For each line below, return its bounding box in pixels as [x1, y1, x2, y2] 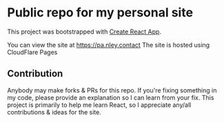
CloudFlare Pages [7, 48, 58, 56]
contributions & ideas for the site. [7, 108, 102, 116]
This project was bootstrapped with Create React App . [7, 27, 162, 36]
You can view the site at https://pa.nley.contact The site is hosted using [7, 40, 210, 49]
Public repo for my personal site [7, 5, 194, 21]
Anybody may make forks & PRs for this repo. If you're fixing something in [7, 86, 217, 94]
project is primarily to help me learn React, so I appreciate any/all [7, 101, 192, 109]
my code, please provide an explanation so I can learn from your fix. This [7, 93, 214, 101]
